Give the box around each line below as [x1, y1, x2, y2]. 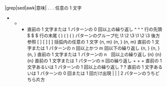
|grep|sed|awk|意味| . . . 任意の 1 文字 [5, 5, 82, 11]
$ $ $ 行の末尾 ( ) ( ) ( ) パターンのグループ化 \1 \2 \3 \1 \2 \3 [27, 33, 150, 38]
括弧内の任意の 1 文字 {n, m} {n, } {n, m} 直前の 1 [54, 39, 154, 45]
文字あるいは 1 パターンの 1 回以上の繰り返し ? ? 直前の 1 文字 [27, 64, 154, 70]
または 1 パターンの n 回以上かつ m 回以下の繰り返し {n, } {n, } [31, 45, 160, 51]
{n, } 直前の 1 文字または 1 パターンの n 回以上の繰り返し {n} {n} [27, 51, 162, 57]
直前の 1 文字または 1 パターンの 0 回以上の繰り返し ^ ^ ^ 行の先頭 [27, 26, 162, 32]
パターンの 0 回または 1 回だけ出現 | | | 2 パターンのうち [40, 70, 155, 76]
